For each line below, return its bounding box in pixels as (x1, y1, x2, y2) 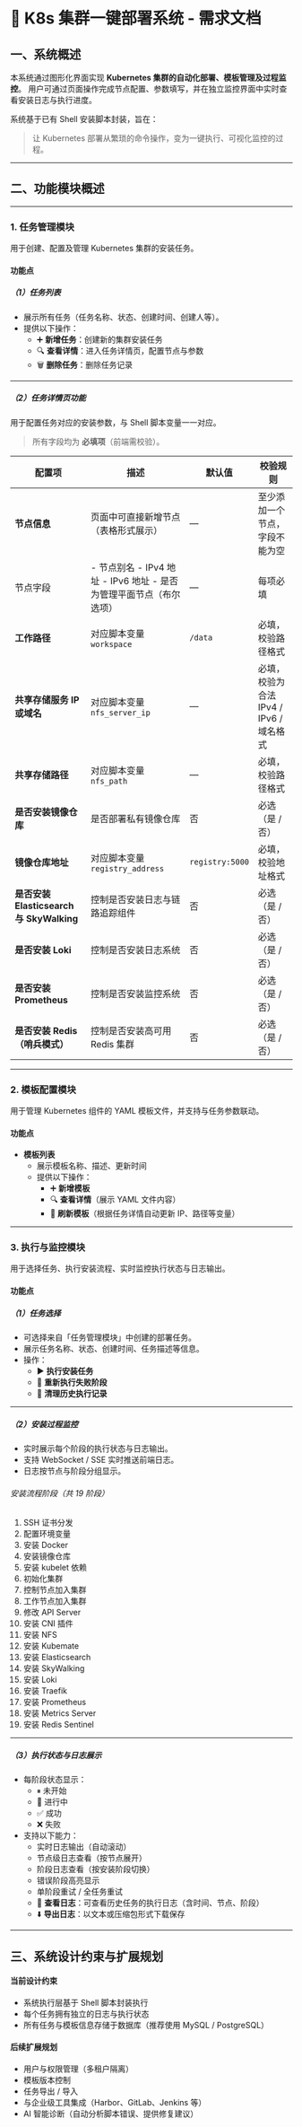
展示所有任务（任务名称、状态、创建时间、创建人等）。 (22, 311, 224, 322)
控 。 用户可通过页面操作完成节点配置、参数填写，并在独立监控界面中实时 (10, 83, 280, 94)
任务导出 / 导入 (22, 2086, 79, 2096)
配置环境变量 (22, 1528, 71, 1539)
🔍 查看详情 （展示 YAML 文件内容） (49, 1195, 181, 1205)
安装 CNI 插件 (22, 1618, 74, 1629)
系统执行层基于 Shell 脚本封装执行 (22, 1997, 149, 2008)
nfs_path (90, 775, 128, 786)
